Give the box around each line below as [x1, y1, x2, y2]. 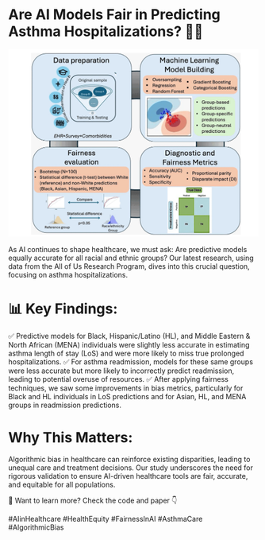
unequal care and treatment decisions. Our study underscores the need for [8, 463, 254, 472]
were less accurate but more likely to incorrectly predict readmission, [8, 366, 235, 375]
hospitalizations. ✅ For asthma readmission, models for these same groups [8, 357, 254, 367]
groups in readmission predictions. [8, 400, 121, 410]
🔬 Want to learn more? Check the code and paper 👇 [8, 495, 178, 506]
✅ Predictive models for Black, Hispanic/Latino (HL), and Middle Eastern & [8, 332, 251, 341]
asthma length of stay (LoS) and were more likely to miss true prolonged [8, 348, 244, 359]
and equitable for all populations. [8, 480, 116, 490]
